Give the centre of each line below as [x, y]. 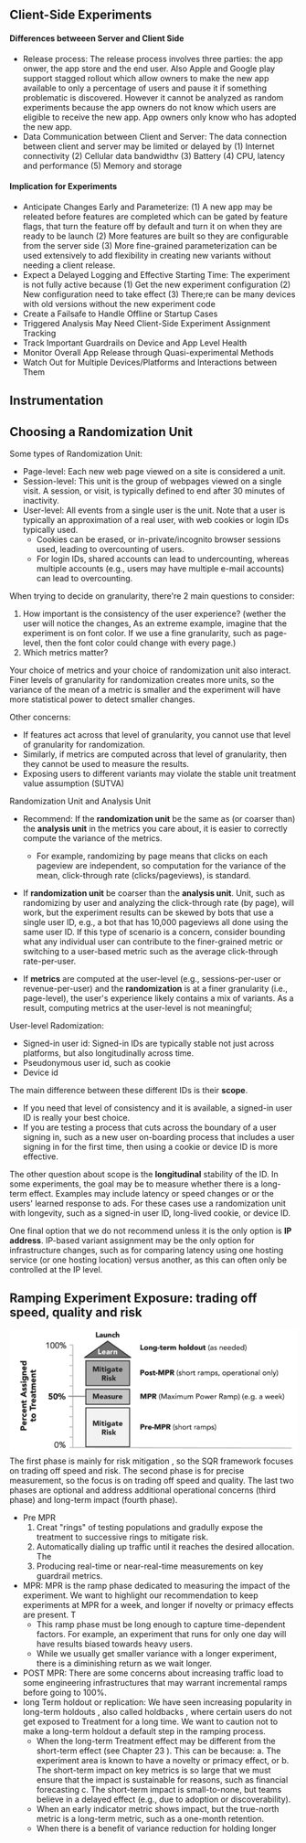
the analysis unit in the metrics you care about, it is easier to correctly [155, 828]
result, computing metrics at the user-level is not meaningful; [137, 1008]
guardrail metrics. [69, 1575]
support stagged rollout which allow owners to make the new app [146, 78]
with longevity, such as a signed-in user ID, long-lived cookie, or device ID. [150, 1213]
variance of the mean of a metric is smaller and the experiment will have [145, 690]
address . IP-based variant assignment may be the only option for [132, 1241]
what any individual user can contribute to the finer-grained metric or [153, 942]
